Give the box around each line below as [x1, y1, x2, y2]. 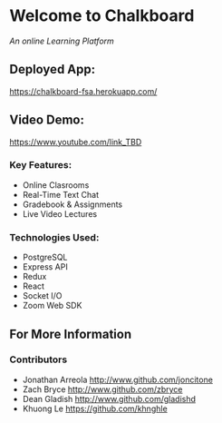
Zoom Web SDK [22, 300, 82, 311]
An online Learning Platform [9, 35, 115, 46]
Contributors [9, 353, 68, 366]
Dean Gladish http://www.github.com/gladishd [22, 393, 197, 404]
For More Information [9, 326, 132, 341]
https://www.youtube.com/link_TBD [9, 136, 142, 147]
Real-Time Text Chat [22, 189, 100, 200]
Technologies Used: [9, 231, 100, 243]
